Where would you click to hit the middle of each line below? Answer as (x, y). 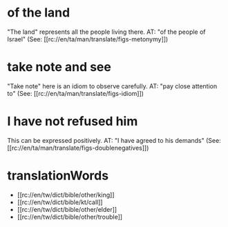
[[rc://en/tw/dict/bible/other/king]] (66, 195)
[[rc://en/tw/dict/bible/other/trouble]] (70, 217)
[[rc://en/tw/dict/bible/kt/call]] (60, 202)
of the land (39, 13)
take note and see (59, 67)
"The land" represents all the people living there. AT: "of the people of (106, 32)
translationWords (58, 176)
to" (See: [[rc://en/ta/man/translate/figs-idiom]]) (75, 93)
